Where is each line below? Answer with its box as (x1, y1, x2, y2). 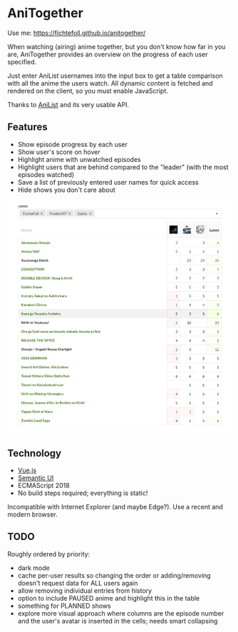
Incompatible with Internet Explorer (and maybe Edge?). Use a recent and (7, 502, 223, 511)
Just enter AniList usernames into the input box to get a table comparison (7, 71, 223, 80)
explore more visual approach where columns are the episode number (17, 608, 224, 618)
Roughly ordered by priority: (7, 549, 90, 558)
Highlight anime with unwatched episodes (17, 155, 141, 163)
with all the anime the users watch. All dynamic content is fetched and (7, 78, 213, 87)
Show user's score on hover (17, 148, 101, 156)
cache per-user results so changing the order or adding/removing (17, 571, 212, 579)
